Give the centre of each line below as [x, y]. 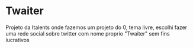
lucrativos [18, 40]
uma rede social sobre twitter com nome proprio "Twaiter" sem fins [88, 33]
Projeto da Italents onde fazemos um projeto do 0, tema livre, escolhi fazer [96, 27]
